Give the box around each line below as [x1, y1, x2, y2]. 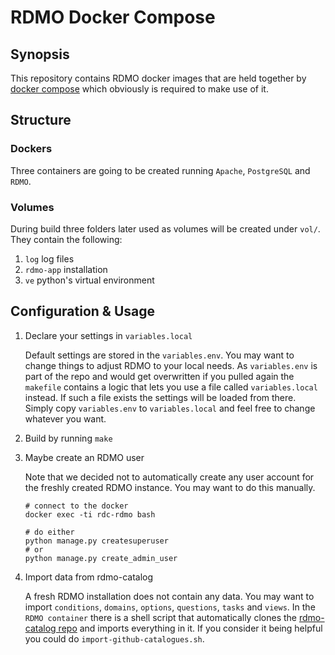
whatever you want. [24, 412, 107, 425]
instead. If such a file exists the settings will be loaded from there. [24, 391, 297, 403]
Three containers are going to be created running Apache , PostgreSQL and [10, 164, 311, 176]
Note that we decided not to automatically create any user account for [24, 471, 315, 483]
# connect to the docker [24, 501, 129, 511]
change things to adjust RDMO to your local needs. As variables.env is [24, 359, 318, 371]
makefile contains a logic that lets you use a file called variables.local [24, 381, 318, 393]
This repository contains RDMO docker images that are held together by [10, 72, 307, 84]
